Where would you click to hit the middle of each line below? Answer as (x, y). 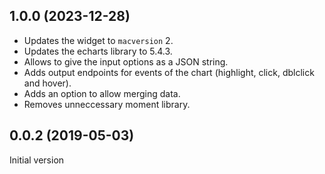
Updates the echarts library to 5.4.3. (98, 51)
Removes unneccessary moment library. (107, 104)
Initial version (37, 160)
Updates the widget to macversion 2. (98, 40)
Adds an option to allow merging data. (102, 93)
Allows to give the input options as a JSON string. (126, 61)
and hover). (47, 83)
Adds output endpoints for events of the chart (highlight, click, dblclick (169, 72)
